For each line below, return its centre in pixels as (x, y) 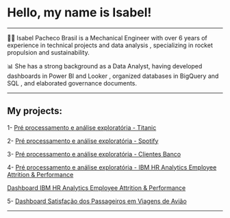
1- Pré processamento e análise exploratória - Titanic (82, 127)
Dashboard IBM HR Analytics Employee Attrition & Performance (97, 188)
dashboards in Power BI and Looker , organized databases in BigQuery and (113, 76)
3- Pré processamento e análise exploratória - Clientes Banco (94, 154)
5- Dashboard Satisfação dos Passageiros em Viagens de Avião (97, 201)
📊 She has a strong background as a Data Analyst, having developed (105, 66)
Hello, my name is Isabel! (79, 13)
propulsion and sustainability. (49, 52)
